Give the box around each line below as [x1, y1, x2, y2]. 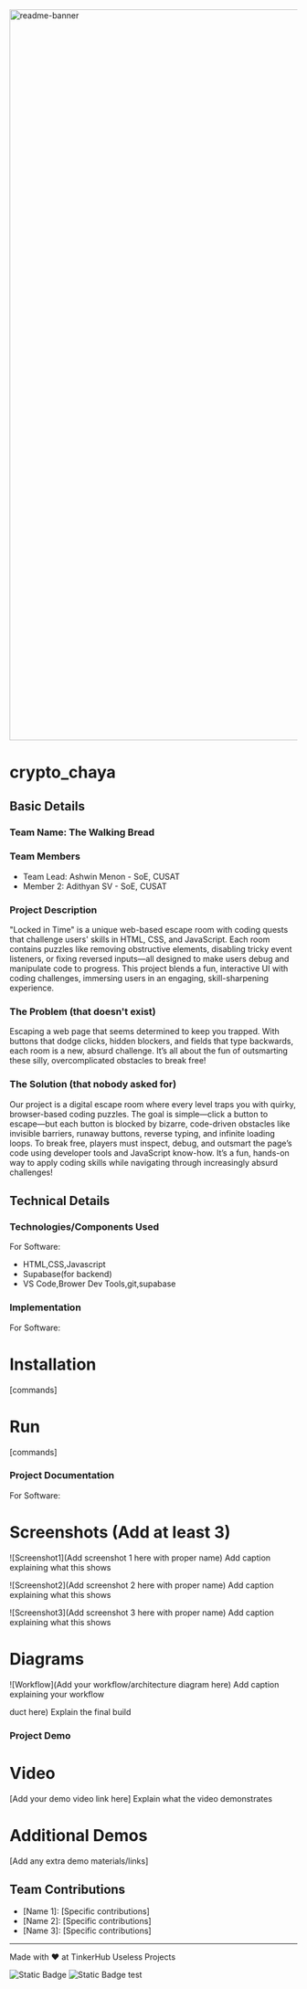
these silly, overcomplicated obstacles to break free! [9, 1055, 206, 1066]
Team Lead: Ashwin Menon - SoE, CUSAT [22, 871, 181, 882]
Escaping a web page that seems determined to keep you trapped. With [9, 1026, 281, 1037]
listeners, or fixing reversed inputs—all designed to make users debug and [9, 954, 290, 965]
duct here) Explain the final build [9, 1706, 132, 1717]
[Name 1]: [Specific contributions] [22, 1906, 151, 1917]
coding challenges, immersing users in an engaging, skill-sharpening [9, 973, 270, 984]
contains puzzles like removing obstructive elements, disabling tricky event [9, 944, 292, 955]
